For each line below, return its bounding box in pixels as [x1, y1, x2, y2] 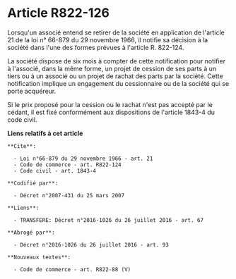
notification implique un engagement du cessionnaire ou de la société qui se [7, 79, 230, 87]
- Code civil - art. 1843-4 [13, 167, 97, 174]
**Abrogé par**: [7, 229, 55, 236]
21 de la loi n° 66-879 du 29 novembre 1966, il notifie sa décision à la [7, 35, 208, 44]
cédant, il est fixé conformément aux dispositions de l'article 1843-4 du [7, 108, 216, 116]
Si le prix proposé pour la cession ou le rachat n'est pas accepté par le [7, 100, 213, 108]
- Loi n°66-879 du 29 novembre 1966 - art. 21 [13, 155, 153, 162]
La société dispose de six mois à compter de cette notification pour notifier [7, 56, 226, 65]
